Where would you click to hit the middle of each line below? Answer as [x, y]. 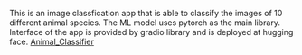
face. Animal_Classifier [52, 41]
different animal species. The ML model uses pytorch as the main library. [145, 23]
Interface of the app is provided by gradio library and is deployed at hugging [151, 32]
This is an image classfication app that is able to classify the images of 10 [146, 13]
